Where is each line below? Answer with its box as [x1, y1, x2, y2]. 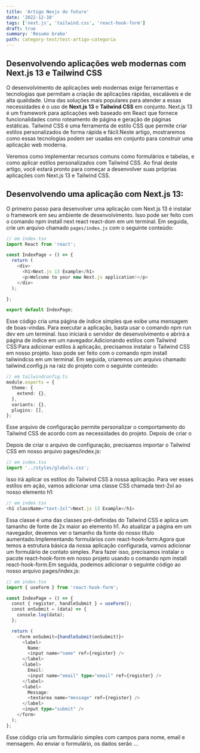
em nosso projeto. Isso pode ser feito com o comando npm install [6, 349, 167, 356]
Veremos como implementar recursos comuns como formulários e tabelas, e [6, 153, 195, 160]
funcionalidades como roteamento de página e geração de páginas [6, 115, 171, 123]
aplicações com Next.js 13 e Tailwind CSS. [6, 172, 110, 179]
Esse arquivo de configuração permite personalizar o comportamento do [6, 423, 185, 431]
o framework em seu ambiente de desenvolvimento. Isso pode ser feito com [6, 211, 193, 218]
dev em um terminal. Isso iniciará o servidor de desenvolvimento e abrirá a [6, 330, 190, 338]
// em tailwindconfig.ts [6, 374, 68, 380]
